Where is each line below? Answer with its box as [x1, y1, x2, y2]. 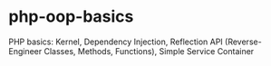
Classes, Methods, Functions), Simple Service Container [44, 45, 255, 56]
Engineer [8, 45, 43, 56]
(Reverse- [224, 36, 262, 47]
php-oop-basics [8, 6, 134, 27]
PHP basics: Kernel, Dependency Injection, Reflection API [8, 36, 223, 47]
